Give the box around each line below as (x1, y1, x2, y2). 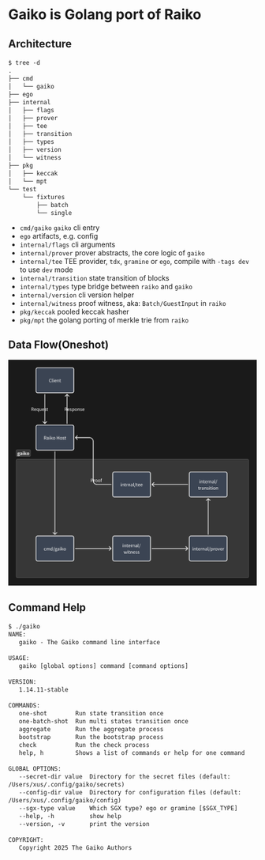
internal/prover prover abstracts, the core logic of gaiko (19, 248, 205, 258)
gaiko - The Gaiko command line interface (18, 639, 160, 647)
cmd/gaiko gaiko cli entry (19, 223, 100, 232)
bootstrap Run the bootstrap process (18, 734, 164, 741)
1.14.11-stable (18, 686, 69, 694)
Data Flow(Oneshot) (8, 338, 109, 352)
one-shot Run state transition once (18, 710, 164, 718)
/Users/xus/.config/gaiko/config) (8, 797, 122, 805)
